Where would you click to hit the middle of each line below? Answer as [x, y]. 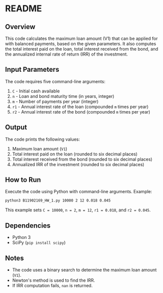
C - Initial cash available [36, 91]
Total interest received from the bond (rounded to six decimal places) [82, 159]
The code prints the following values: [42, 139]
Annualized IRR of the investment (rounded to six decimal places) [78, 164]
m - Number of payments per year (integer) [55, 101]
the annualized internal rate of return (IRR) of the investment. [67, 54]
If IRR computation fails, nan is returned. [52, 285]
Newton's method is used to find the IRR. [54, 280]
